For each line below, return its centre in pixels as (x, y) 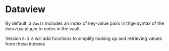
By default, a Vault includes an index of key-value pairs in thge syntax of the (85, 23)
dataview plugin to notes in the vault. (43, 28)
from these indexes (25, 43)
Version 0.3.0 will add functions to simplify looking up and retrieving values (84, 38)
